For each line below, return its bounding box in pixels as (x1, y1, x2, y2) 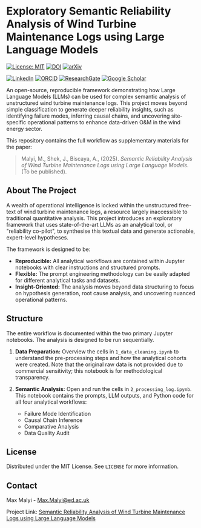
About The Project (6, 185, 77, 196)
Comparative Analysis (24, 423, 79, 430)
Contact (6, 480, 38, 490)
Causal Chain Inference (24, 416, 83, 424)
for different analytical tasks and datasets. (15, 276, 120, 284)
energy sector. (6, 125, 42, 132)
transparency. (15, 373, 50, 381)
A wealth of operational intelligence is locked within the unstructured (6, 201, 178, 209)
